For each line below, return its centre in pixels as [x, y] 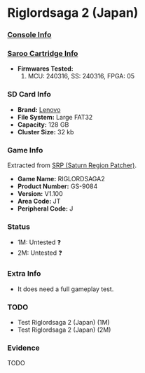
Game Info [25, 150]
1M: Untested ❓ [39, 242]
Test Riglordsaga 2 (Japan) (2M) [64, 330]
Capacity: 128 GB [43, 125]
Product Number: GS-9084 [57, 186]
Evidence [23, 348]
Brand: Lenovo [39, 109]
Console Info [29, 35]
